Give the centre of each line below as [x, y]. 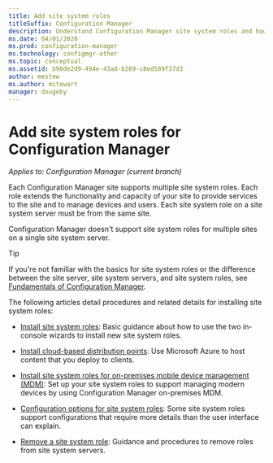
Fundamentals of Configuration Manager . [77, 286]
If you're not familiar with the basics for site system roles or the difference [132, 269]
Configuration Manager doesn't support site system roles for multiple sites [133, 229]
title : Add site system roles [60, 16]
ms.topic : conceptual [45, 62]
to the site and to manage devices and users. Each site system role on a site [135, 205]
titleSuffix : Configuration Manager [70, 24]
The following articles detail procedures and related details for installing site [135, 303]
